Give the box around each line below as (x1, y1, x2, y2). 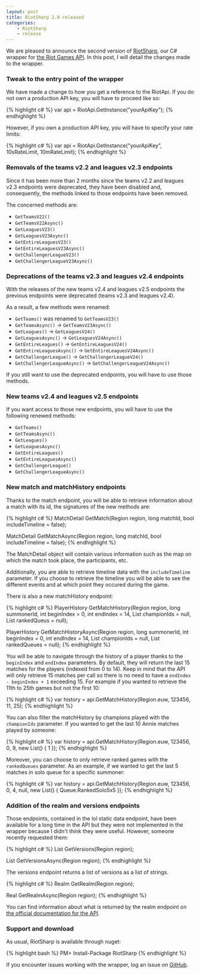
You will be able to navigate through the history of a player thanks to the (6, 652, 183, 659)
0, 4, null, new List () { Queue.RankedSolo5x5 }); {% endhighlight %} (6, 786, 173, 794)
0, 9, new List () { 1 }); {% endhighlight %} (6, 744, 107, 751)
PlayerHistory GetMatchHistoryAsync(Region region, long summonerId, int (6, 628, 189, 636)
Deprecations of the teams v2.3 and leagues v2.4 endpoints (6, 272, 184, 281)
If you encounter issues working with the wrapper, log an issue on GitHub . (6, 961, 189, 969)
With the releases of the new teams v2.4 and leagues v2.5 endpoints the (6, 286, 185, 293)
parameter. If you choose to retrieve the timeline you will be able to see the (6, 574, 190, 582)
